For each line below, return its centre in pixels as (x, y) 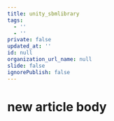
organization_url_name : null (50, 59)
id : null (20, 53)
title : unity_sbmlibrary (43, 14)
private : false (29, 40)
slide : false (26, 66)
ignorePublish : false (39, 72)
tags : (15, 20)
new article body (57, 107)
